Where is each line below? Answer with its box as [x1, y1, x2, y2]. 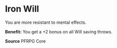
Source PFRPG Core [5, 38, 46, 44]
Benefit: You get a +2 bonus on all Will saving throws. [5, 29, 113, 34]
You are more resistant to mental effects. [5, 19, 86, 25]
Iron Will [5, 3, 39, 15]
